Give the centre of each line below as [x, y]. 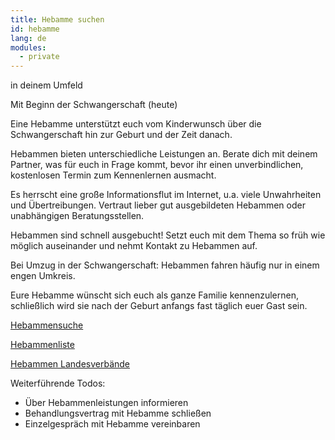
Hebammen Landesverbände [70, 364]
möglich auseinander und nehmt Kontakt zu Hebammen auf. [134, 246]
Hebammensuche [47, 325]
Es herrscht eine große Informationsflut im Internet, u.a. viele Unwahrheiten [166, 195]
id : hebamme [35, 29]
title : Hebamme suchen [57, 19]
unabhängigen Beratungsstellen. [77, 216]
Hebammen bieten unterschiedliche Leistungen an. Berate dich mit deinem [164, 154]
